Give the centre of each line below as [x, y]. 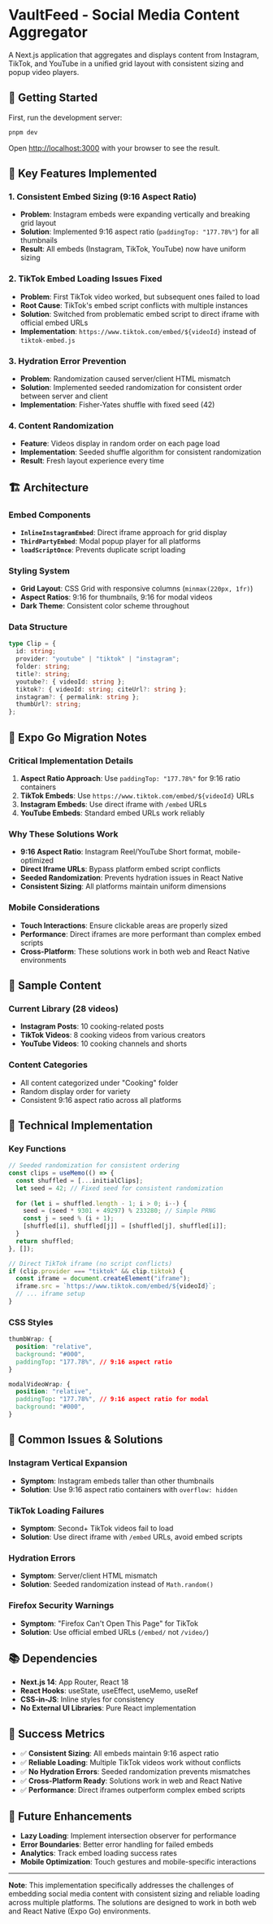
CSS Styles [31, 1322]
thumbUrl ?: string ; [49, 705]
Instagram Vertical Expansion [68, 1463]
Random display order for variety [75, 1091]
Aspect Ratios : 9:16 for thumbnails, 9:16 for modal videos [116, 597]
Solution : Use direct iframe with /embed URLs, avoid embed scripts [131, 1536]
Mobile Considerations [54, 907]
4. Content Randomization [61, 425]
